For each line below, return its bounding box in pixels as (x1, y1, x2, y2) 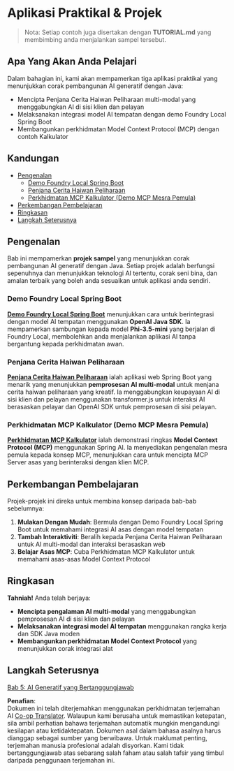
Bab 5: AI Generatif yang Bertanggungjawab (7, 683, 134, 691)
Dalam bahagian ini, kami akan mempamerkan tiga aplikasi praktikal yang (7, 74, 218, 82)
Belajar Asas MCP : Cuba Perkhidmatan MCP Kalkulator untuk (17, 548, 196, 556)
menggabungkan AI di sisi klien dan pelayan (17, 103, 145, 111)
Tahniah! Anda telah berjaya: (7, 594, 91, 602)
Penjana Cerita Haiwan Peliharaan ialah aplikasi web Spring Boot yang (7, 372, 212, 381)
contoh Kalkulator (17, 132, 68, 140)
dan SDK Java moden (17, 629, 80, 638)
